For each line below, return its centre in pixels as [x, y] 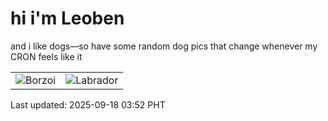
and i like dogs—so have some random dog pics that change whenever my [164, 46]
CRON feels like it [46, 56]
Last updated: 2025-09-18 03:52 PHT [88, 104]
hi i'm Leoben [67, 18]
